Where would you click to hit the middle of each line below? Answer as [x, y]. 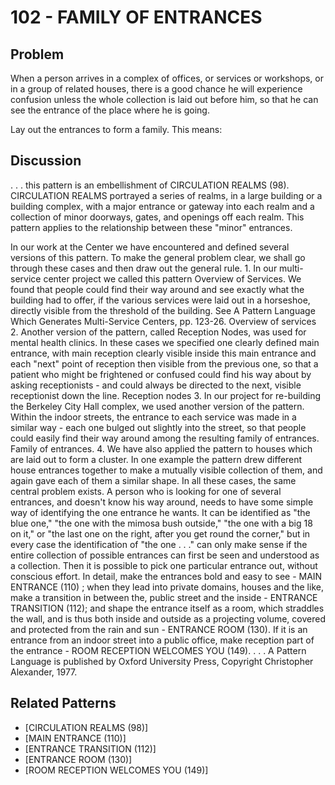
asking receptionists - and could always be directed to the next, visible [156, 385]
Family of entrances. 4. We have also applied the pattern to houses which [161, 448]
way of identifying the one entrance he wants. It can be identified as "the [160, 512]
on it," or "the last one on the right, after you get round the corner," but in [160, 533]
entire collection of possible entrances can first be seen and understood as [165, 555]
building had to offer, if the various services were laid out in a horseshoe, [160, 300]
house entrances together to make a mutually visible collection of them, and [166, 470]
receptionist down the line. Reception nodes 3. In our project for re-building [166, 395]
